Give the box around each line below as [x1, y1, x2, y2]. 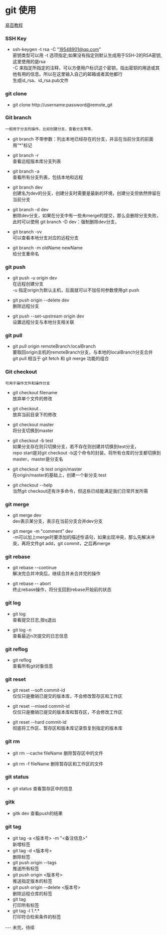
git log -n [12, 627, 32, 633]
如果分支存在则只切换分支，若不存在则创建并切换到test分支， [12, 443, 139, 449]
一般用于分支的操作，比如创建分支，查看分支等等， [5, 126, 95, 131]
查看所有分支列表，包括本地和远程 [12, 174, 83, 180]
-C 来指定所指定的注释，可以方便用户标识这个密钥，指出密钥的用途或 [12, 65, 155, 71]
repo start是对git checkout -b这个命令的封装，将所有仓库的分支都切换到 [12, 449, 161, 455]
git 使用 [5, 5, 37, 16]
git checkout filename [12, 389, 58, 395]
